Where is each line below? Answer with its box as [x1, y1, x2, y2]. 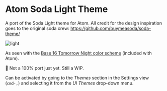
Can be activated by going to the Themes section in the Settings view [5, 74, 149, 80]
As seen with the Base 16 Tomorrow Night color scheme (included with [5, 50, 152, 56]
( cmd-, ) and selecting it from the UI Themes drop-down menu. [5, 80, 134, 86]
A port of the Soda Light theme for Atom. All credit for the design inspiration [5, 20, 162, 26]
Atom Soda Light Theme [5, 3, 108, 15]
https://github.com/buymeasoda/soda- [70, 25, 151, 31]
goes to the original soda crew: [5, 25, 69, 31]
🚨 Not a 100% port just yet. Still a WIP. [5, 65, 84, 71]
